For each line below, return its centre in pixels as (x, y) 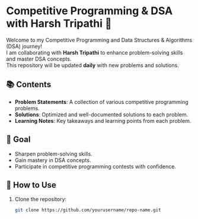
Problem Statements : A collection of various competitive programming (101, 101)
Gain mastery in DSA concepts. (53, 160)
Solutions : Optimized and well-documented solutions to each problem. (101, 115)
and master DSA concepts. (39, 59)
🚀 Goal (18, 140)
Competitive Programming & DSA (90, 11)
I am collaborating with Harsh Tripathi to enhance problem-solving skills (95, 52)
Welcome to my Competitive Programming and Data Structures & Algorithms (99, 40)
